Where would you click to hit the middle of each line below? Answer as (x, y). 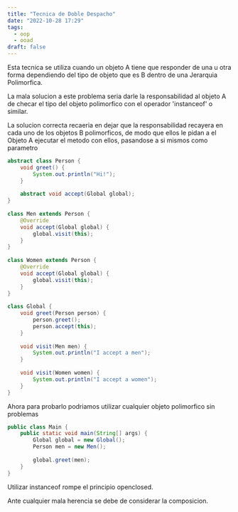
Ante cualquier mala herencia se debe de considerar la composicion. (108, 501)
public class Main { (38, 427)
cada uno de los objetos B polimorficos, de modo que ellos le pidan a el (112, 133)
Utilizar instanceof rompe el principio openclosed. (81, 487)
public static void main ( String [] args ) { (84, 434)
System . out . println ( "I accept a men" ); (92, 353)
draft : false (27, 47)
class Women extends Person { (52, 261)
